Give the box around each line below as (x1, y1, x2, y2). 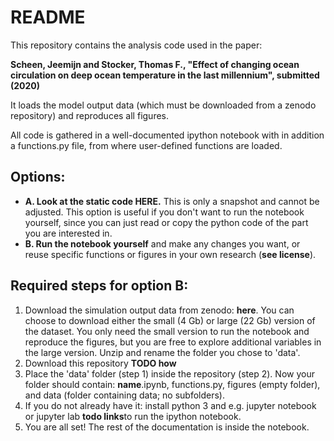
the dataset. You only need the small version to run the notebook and (24, 325, 310, 337)
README (10, 6, 86, 29)
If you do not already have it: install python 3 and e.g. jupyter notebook (24, 399, 317, 411)
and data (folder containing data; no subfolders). (24, 389, 225, 401)
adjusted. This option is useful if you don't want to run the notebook (24, 206, 305, 218)
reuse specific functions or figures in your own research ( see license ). (24, 248, 317, 260)
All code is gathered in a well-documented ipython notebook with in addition (10, 129, 325, 141)
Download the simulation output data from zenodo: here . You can (24, 304, 295, 316)
